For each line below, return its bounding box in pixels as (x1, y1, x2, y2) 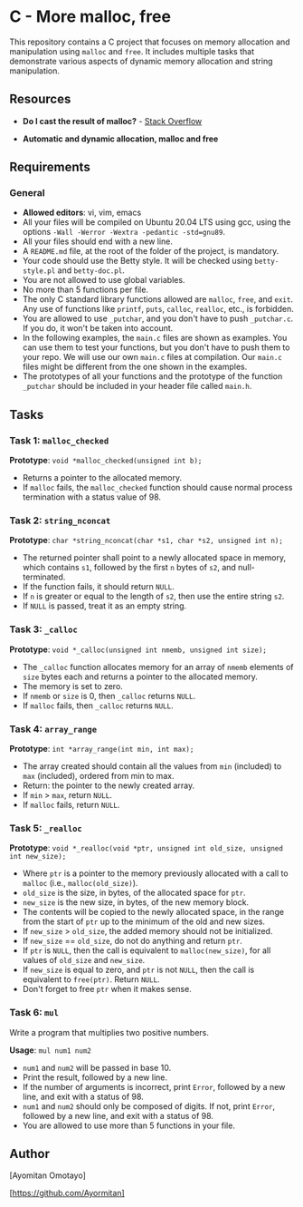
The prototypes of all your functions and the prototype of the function (22, 371, 283, 382)
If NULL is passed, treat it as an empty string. (22, 600, 187, 611)
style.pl (22, 267, 56, 276)
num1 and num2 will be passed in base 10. (22, 1062, 172, 1073)
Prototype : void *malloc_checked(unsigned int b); (9, 455, 203, 466)
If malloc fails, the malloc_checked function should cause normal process (22, 482, 293, 493)
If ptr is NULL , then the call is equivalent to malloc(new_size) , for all (22, 945, 271, 956)
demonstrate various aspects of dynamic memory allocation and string (9, 55, 273, 66)
